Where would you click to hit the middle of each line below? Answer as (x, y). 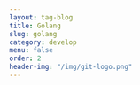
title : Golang (35, 26)
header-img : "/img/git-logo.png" (71, 67)
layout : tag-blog (41, 17)
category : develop (43, 42)
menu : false (31, 50)
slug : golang (33, 34)
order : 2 (25, 58)
